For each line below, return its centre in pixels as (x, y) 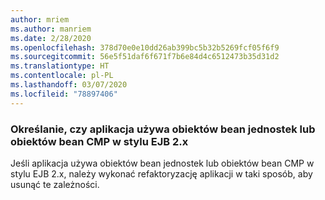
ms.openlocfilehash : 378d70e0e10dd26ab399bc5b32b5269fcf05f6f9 (145, 47)
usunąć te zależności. (55, 184)
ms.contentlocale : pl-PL (62, 76)
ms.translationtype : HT (60, 66)
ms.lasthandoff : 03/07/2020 (69, 85)
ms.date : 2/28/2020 (51, 38)
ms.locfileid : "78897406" (64, 94)
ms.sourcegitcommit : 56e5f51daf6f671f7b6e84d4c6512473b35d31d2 (145, 57)
